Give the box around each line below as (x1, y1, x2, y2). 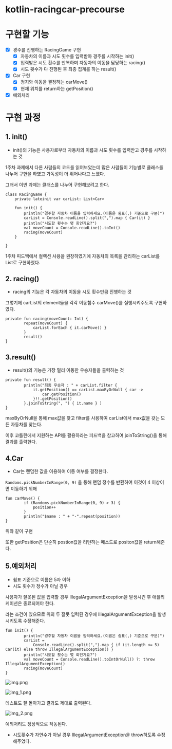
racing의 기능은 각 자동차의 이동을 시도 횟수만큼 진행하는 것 (12, 289, 132, 295)
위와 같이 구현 (5, 528, 33, 534)
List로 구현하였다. (5, 259, 41, 265)
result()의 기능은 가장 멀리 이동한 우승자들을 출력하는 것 (12, 367, 124, 373)
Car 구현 (12, 72, 30, 79)
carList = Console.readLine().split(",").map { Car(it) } (24, 215, 150, 221)
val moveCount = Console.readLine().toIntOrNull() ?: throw (24, 656, 155, 662)
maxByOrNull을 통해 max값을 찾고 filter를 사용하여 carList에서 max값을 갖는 (5, 415, 160, 421)
